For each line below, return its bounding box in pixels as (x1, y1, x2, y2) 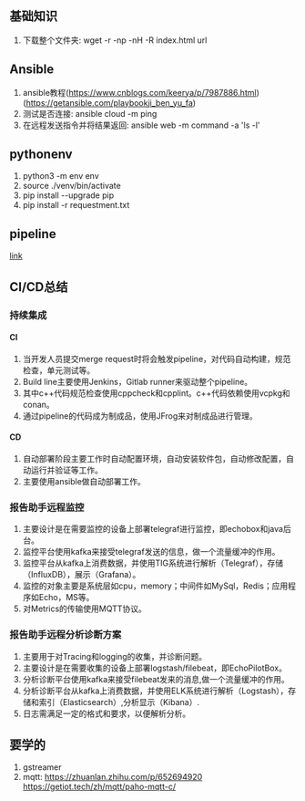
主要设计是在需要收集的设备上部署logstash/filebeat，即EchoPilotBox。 (22, 662, 287, 673)
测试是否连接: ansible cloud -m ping (22, 108, 158, 119)
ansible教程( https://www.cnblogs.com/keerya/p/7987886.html (22, 87, 257, 98)
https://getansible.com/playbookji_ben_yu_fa (25, 97, 194, 108)
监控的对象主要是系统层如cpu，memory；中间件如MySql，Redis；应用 (22, 580, 289, 591)
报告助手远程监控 (9, 501, 85, 514)
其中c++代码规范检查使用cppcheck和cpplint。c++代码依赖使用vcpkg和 (22, 387, 291, 399)
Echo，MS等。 (38, 592, 95, 603)
